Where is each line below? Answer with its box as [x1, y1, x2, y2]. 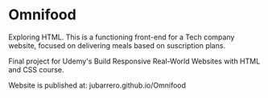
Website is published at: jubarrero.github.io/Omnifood [8, 80, 187, 90]
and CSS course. [8, 64, 64, 74]
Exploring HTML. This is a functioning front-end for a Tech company [8, 32, 235, 42]
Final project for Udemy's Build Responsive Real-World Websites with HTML [8, 56, 261, 66]
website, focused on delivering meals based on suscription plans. [8, 40, 226, 50]
